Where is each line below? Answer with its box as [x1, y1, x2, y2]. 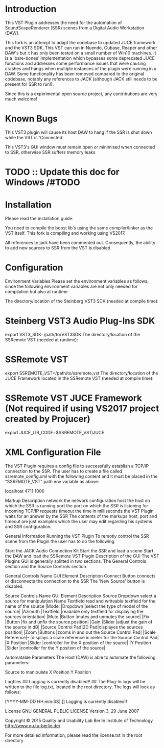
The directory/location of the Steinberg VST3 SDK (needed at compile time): [5, 298, 159, 304]
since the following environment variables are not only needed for [5, 283, 138, 289]
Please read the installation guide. [5, 216, 73, 221]
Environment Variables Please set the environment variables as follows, [5, 278, 149, 284]
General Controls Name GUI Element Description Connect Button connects [5, 573, 156, 579]
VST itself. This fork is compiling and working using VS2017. [5, 230, 126, 236]
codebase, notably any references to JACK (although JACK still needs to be [5, 76, 158, 82]
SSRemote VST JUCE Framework [5, 393, 142, 403]
